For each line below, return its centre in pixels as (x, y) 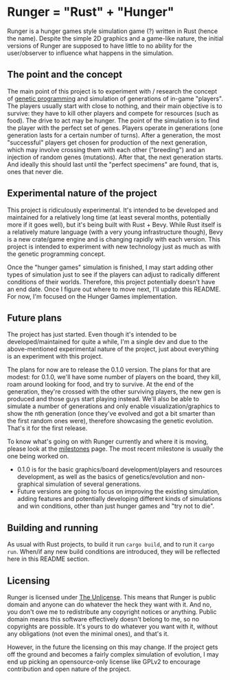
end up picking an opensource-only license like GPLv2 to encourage (104, 662)
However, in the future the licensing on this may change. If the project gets (113, 647)
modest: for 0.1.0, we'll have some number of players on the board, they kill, (114, 377)
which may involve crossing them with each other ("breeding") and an (106, 149)
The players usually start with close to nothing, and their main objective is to (115, 106)
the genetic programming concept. (56, 254)
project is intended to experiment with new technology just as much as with (114, 246)
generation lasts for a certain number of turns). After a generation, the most (114, 135)
